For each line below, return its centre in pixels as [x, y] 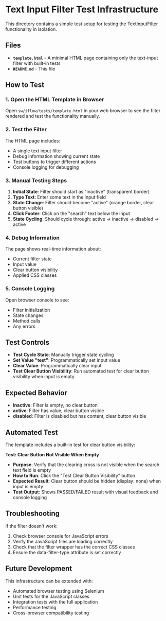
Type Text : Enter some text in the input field [59, 197]
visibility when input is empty [43, 377]
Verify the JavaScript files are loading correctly [63, 541]
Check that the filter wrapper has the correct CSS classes [74, 547]
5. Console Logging [30, 289]
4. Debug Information [33, 238]
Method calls [26, 321]
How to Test [25, 85]
